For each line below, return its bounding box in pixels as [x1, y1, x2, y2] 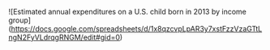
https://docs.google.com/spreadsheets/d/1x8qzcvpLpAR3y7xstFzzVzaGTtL [11, 24, 263, 33]
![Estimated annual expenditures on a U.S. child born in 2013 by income [8, 7, 247, 16]
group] [8, 15, 31, 25]
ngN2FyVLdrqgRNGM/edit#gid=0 [8, 32, 120, 42]
